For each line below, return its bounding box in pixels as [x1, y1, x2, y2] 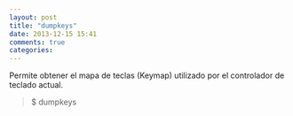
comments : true [9, 37, 66, 47]
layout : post [9, 12, 58, 22]
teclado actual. [9, 80, 64, 90]
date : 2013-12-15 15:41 [9, 29, 98, 38]
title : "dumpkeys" [9, 21, 77, 30]
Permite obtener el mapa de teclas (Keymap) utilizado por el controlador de [9, 70, 285, 81]
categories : [9, 46, 53, 55]
